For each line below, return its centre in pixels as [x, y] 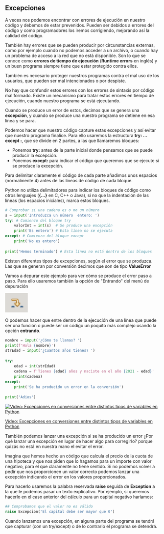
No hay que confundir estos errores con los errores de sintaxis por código [80, 90]
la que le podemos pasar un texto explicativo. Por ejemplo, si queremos [77, 492]
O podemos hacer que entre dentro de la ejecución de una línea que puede [81, 320]
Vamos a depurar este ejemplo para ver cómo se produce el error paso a [78, 276]
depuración [17, 286]
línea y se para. [21, 120]
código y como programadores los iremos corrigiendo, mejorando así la [77, 30]
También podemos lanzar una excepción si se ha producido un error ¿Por [79, 436]
